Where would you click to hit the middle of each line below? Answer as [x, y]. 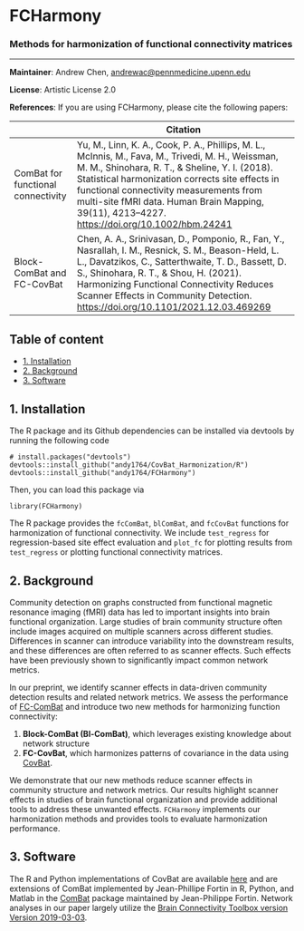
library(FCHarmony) [46, 507]
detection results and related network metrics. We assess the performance [149, 697]
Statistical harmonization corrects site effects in [178, 179]
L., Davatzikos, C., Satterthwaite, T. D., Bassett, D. [181, 262]
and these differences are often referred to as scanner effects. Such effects [150, 650]
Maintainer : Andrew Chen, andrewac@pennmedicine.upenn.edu [130, 73]
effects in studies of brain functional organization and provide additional [143, 800]
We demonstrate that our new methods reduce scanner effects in [131, 780]
